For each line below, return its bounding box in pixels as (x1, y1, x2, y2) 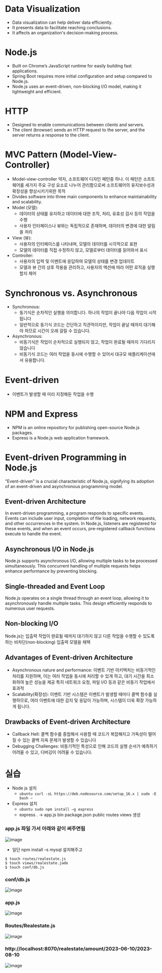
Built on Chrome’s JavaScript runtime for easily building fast (12, 63, 132, 68)
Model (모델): (12, 204, 38, 210)
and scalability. (12, 199, 42, 204)
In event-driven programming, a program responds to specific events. (5, 510, 145, 516)
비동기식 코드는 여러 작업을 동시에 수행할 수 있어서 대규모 (19, 351, 127, 357)
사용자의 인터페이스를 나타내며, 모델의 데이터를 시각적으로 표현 (19, 241, 137, 247)
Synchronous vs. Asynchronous (5, 287, 138, 299)
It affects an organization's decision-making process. (12, 30, 119, 35)
